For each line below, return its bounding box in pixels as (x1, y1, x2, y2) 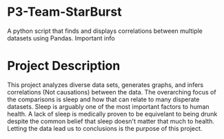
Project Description (7, 58, 121, 74)
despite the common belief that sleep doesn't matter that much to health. (7, 117, 215, 125)
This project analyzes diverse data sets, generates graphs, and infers (7, 80, 204, 89)
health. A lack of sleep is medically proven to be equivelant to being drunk (7, 110, 218, 118)
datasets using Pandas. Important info (7, 34, 115, 42)
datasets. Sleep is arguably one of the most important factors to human (7, 102, 210, 110)
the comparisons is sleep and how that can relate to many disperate (7, 95, 200, 103)
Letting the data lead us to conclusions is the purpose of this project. (7, 124, 203, 132)
